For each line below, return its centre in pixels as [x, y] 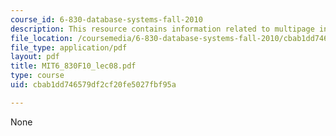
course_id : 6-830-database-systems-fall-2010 [106, 19]
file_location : [42, 38]
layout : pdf [35, 57]
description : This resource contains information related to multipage [162, 29]
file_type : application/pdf [69, 47]
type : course [37, 76]
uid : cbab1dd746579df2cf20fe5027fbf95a [93, 85]
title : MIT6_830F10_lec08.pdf [73, 66]
